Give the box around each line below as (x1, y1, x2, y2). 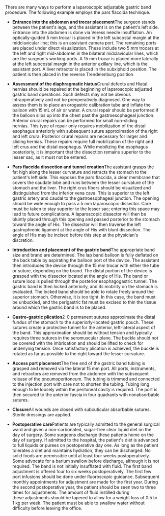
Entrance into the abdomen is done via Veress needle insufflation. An (12, 30, 152, 35)
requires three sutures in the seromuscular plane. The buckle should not (12, 335, 159, 341)
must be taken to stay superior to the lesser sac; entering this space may (12, 206, 160, 212)
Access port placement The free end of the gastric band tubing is (12, 360, 146, 366)
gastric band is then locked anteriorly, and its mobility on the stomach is (12, 284, 158, 289)
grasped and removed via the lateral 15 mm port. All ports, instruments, (12, 366, 156, 371)
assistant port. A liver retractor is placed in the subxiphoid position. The (12, 66, 157, 72)
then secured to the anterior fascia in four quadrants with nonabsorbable (12, 392, 160, 398)
